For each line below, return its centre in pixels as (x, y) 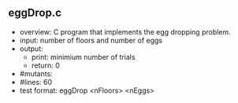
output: (31, 48)
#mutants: (36, 73)
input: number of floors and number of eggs (91, 40)
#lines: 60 (36, 82)
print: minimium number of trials (83, 57)
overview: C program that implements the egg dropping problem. (125, 31)
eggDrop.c (35, 13)
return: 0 (46, 65)
